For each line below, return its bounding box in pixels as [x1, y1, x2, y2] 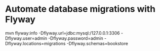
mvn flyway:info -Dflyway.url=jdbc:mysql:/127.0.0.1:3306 [5, 30, 120, 36]
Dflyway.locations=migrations [5, 40, 66, 46]
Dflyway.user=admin [5, 35, 47, 41]
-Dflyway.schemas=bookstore [66, 40, 128, 46]
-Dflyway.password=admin [48, 35, 104, 41]
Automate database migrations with [5, 3, 156, 15]
